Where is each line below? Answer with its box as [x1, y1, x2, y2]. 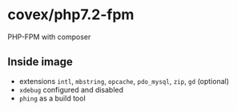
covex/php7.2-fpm [7, 6, 135, 24]
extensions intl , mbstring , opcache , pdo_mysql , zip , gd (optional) [18, 76, 230, 85]
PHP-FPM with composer [7, 32, 91, 42]
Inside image [7, 55, 73, 69]
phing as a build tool [18, 93, 86, 103]
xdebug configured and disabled [18, 85, 124, 94]
